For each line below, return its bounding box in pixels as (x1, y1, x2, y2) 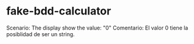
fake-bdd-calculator (6, 4, 111, 18)
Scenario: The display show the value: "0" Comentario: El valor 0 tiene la (6, 24, 189, 31)
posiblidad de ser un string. (6, 30, 75, 37)
